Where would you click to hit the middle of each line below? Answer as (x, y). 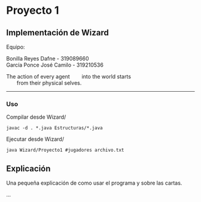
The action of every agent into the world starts (69, 76)
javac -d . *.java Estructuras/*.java (54, 128)
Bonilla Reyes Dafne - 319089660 (48, 58)
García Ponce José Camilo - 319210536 (55, 65)
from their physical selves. (49, 83)
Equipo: (16, 47)
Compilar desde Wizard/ (36, 117)
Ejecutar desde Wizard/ (35, 139)
